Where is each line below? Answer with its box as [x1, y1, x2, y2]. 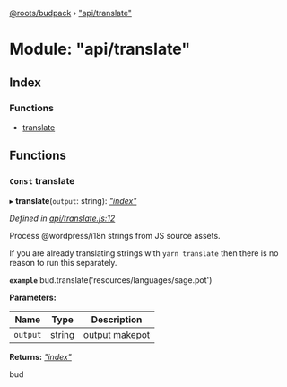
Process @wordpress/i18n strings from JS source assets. [9, 230, 222, 241]
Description [91, 313, 143, 326]
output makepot [83, 328, 151, 340]
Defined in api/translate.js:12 [9, 213, 116, 224]
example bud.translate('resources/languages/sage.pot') [9, 274, 213, 286]
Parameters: [9, 292, 57, 303]
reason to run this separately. [9, 257, 117, 268]
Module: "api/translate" [9, 40, 191, 59]
